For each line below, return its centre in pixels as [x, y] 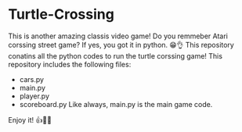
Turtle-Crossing [61, 14]
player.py [34, 96]
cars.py [32, 79]
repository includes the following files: [70, 64]
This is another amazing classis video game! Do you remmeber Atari [118, 36]
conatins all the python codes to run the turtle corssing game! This [116, 55]
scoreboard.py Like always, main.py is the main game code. [116, 104]
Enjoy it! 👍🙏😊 [30, 120]
